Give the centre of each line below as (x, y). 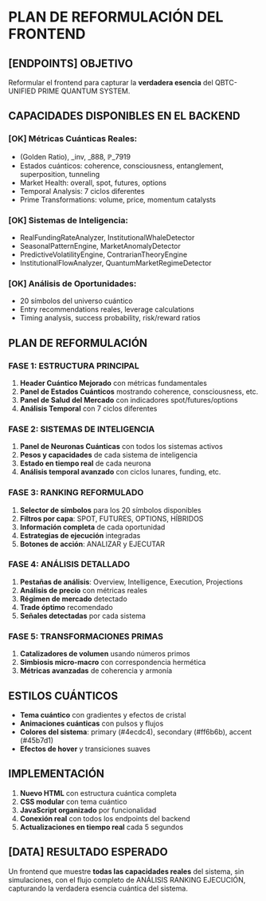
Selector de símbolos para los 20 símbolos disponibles (110, 510)
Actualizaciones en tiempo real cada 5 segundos (102, 827)
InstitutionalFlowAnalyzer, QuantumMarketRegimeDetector (116, 262)
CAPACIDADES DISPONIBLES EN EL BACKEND (124, 116)
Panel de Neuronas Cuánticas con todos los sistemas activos (121, 447)
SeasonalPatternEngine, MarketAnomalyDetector (100, 246)
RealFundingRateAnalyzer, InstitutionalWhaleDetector (107, 237)
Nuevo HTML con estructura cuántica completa (98, 793)
